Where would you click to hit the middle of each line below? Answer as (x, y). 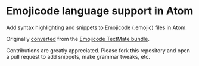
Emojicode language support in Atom (100, 11)
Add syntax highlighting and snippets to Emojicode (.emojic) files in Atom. (97, 27)
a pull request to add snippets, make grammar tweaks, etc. (78, 56)
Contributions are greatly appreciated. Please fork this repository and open (98, 50)
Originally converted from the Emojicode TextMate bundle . (78, 39)
